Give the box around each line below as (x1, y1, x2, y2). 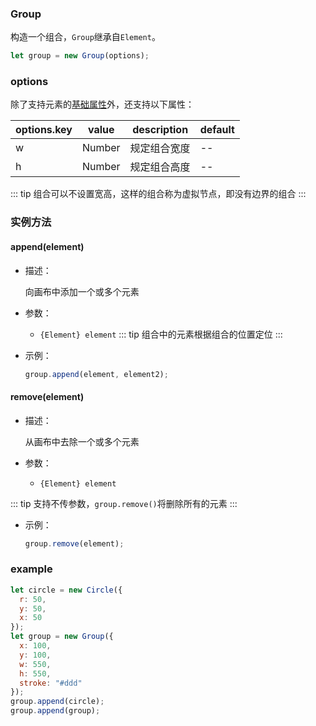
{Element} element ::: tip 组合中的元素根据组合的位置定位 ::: (39, 328, 283, 340)
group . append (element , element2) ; (24, 369, 169, 379)
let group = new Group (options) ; (10, 51, 150, 61)
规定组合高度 (129, 160, 191, 174)
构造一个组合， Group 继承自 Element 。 (10, 31, 161, 43)
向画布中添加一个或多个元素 (24, 285, 140, 297)
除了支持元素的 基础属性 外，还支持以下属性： (10, 98, 195, 111)
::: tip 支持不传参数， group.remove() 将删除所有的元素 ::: (10, 497, 238, 509)
